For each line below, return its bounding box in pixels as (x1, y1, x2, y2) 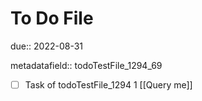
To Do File (10, 7, 94, 30)
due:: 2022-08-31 (10, 40, 84, 52)
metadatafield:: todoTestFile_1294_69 (10, 59, 163, 71)
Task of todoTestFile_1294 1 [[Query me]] (24, 78, 193, 91)
